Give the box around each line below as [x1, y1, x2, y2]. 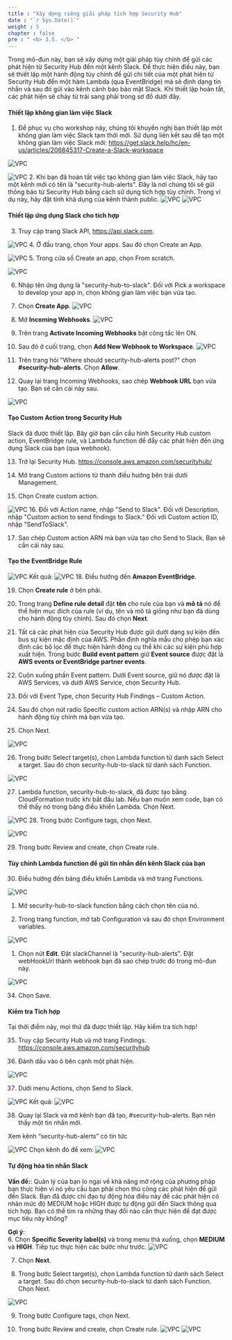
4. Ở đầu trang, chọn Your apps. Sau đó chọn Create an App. [28, 240, 204, 248]
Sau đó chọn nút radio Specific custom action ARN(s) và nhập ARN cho [17, 705, 222, 713]
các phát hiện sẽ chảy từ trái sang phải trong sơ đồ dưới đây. [8, 92, 181, 101]
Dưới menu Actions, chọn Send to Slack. [17, 1084, 133, 1092]
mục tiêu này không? [8, 1214, 68, 1222]
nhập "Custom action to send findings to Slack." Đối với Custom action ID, [8, 512, 219, 521]
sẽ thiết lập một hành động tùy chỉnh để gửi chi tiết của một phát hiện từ [8, 70, 214, 79]
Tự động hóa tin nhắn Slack [8, 1162, 89, 1170]
